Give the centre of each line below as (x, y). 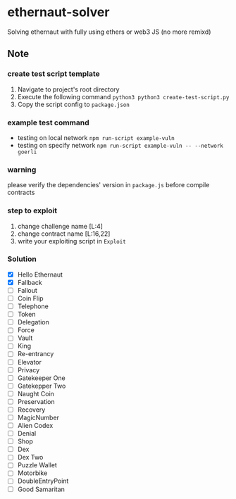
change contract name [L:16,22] (64, 234)
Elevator (30, 362)
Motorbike (32, 473)
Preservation (36, 401)
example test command (48, 122)
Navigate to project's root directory (68, 89)
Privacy (29, 369)
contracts (21, 192)
